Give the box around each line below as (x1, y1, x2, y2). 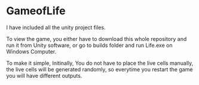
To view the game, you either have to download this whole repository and (6, 35, 187, 42)
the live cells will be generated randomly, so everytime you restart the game (6, 65, 193, 73)
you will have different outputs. (6, 72, 82, 79)
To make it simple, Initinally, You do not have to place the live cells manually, (6, 59, 194, 67)
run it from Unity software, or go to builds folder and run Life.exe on (6, 42, 173, 49)
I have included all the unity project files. (6, 24, 106, 31)
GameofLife (6, 4, 66, 18)
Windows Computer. (6, 48, 57, 55)
